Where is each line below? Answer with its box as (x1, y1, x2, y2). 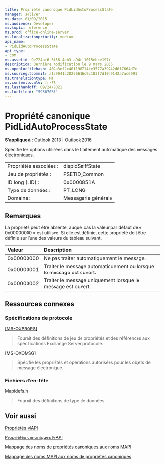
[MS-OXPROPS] (5, 326, 38, 331)
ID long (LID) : (7, 179, 40, 186)
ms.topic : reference (5, 26, 48, 30)
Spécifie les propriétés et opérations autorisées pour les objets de (17, 359, 151, 365)
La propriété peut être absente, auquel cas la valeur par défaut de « (5, 224, 142, 231)
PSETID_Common (63, 171, 104, 178)
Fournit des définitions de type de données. (17, 398, 106, 404)
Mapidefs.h (5, 388, 28, 394)
